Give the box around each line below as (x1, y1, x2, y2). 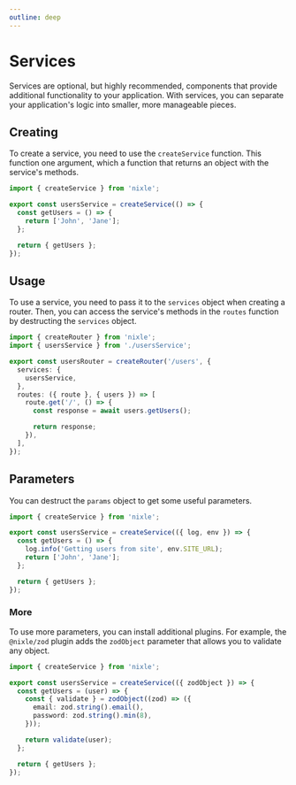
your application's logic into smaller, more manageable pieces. (9, 99, 237, 110)
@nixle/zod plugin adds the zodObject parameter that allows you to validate (9, 635, 282, 646)
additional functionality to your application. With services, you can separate (9, 89, 285, 100)
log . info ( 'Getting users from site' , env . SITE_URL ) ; (25, 545, 224, 554)
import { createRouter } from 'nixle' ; (9, 333, 156, 342)
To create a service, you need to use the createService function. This (9, 148, 262, 159)
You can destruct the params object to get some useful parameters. (9, 495, 253, 505)
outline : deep (9, 12, 62, 22)
